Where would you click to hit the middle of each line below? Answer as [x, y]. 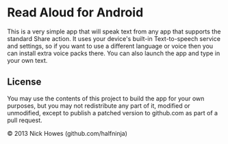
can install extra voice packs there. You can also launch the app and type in [114, 53]
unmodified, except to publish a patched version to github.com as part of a [112, 113]
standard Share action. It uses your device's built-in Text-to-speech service [114, 38]
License [24, 82]
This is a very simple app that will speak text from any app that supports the [114, 31]
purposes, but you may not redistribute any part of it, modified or [99, 105]
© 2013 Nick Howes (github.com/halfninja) [67, 133]
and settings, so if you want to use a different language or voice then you [110, 46]
